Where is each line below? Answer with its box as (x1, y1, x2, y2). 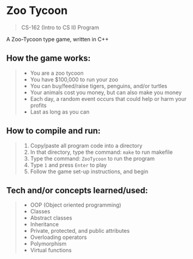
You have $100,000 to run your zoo (30, 75, 118, 83)
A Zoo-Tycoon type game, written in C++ (6, 35, 109, 43)
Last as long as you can (30, 108, 90, 116)
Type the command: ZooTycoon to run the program (30, 154, 155, 162)
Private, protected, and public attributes (30, 227, 130, 235)
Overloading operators (30, 233, 87, 241)
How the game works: (6, 53, 91, 64)
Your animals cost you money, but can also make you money (30, 89, 182, 96)
